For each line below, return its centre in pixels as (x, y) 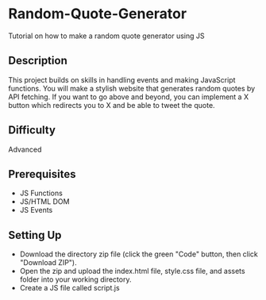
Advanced (25, 149)
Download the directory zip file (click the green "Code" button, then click (139, 254)
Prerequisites (42, 174)
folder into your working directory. (75, 279)
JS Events (36, 210)
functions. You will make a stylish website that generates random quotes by (132, 88)
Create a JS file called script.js (70, 288)
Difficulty (32, 131)
